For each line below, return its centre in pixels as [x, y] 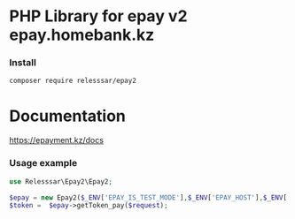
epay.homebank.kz [82, 35]
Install [23, 63]
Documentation [68, 116]
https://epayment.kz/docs [57, 140]
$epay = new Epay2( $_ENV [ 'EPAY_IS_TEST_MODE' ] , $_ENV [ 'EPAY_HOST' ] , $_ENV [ [148, 197]
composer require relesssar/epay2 [73, 81]
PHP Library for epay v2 [98, 16]
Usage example [43, 163]
